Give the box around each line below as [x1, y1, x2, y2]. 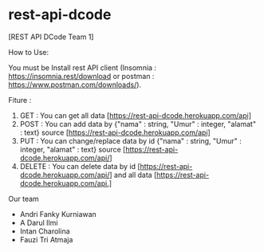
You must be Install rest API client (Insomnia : [8, 62, 157, 73]
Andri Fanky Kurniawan [19, 209, 97, 219]
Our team [8, 194, 40, 203]
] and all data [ [108, 170, 157, 179]
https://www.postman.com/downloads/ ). [8, 80, 142, 89]
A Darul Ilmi [19, 218, 58, 227]
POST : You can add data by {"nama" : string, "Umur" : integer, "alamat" [19, 119, 257, 128]
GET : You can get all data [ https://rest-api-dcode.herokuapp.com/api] [19, 110, 252, 120]
